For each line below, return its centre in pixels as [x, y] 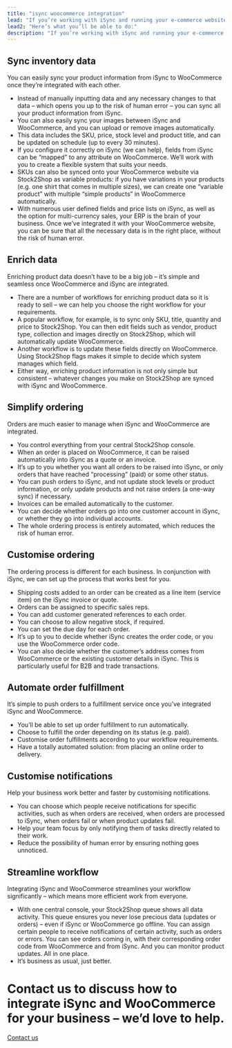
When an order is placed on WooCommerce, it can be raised [103, 452]
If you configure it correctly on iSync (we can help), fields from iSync [115, 150]
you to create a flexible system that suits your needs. [92, 165]
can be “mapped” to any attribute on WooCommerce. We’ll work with [115, 157]
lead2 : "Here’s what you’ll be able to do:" [72, 26]
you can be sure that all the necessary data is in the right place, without [119, 231]
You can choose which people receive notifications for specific [107, 806]
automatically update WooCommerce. [71, 341]
